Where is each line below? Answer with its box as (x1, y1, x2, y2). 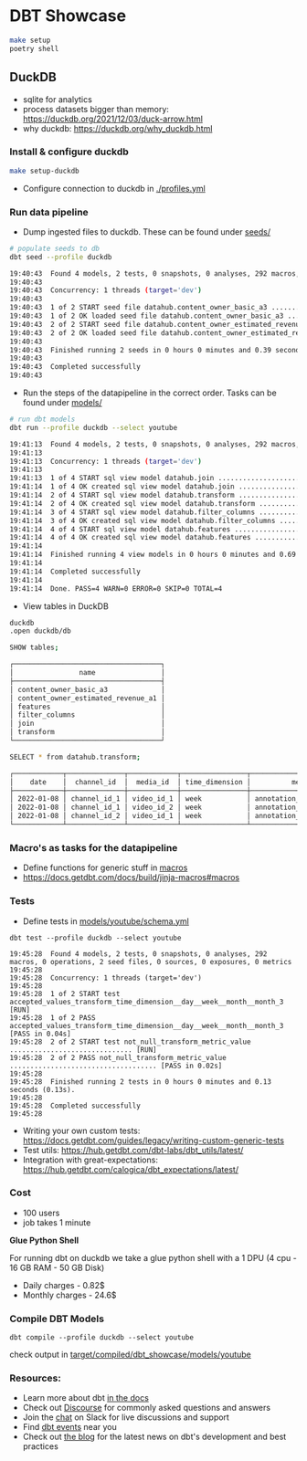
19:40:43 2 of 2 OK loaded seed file (9, 328, 157, 338)
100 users (22, 1207, 60, 1218)
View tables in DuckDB (22, 600, 110, 612)
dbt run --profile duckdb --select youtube (9, 423, 178, 432)
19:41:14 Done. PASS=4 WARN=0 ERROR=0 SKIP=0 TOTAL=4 (9, 583, 223, 594)
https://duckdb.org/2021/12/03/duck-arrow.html (22, 113, 204, 124)
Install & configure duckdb (9, 145, 130, 158)
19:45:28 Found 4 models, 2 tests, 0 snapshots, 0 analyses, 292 (9, 949, 268, 959)
